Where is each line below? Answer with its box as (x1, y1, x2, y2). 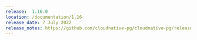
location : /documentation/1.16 (5, 14, 82, 20)
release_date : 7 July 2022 (5, 19, 72, 25)
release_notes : (5, 25, 43, 31)
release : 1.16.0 (5, 8, 48, 15)
